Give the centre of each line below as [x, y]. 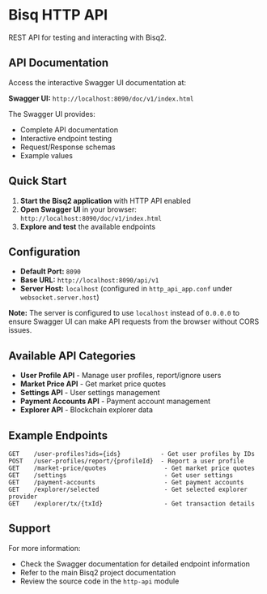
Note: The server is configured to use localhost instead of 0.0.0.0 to [124, 313]
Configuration [44, 252]
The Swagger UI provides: [52, 114]
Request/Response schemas [68, 147]
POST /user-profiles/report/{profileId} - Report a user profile [126, 461]
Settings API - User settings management [90, 393]
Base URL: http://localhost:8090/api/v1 [89, 280]
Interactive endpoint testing [66, 138]
